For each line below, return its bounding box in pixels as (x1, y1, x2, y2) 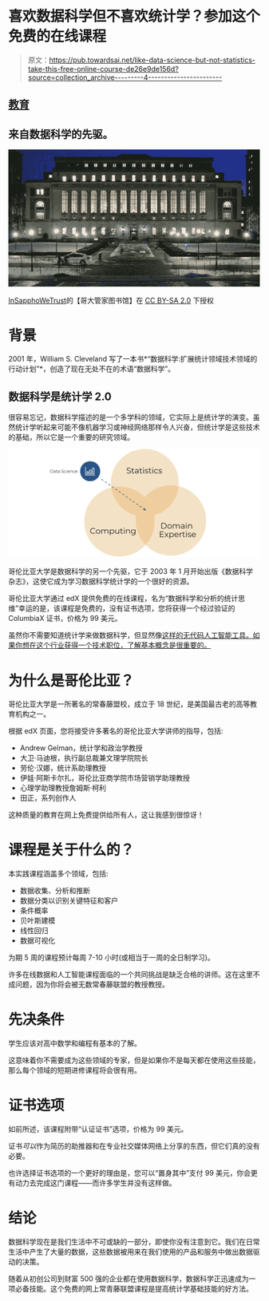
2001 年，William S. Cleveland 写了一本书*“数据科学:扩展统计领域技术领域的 (8, 354, 258, 364)
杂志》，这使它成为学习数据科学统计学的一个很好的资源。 (8, 576, 194, 587)
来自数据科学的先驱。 (8, 127, 113, 140)
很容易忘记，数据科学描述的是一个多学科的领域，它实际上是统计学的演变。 (8, 413, 253, 422)
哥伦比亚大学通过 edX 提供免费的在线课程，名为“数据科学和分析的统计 (8, 594, 239, 603)
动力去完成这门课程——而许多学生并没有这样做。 (14, 1178, 176, 1188)
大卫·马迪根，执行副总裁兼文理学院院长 (19, 753, 148, 763)
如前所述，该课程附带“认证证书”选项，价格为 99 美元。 (8, 1125, 188, 1134)
